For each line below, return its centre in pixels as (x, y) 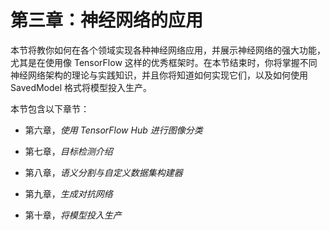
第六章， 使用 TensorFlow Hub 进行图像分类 (113, 130)
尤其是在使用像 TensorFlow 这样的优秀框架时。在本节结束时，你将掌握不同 (164, 62)
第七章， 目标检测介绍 (68, 151)
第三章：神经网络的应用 (107, 20)
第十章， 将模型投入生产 (73, 215)
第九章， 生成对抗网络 (68, 193)
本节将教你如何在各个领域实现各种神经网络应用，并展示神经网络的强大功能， (168, 50)
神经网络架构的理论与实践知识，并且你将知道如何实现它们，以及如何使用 (159, 75)
